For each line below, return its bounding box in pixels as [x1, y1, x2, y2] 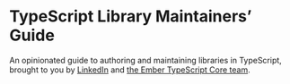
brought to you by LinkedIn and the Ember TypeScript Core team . [9, 64, 250, 75]
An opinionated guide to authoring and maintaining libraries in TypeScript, [9, 55, 283, 65]
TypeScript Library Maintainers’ [9, 6, 252, 27]
